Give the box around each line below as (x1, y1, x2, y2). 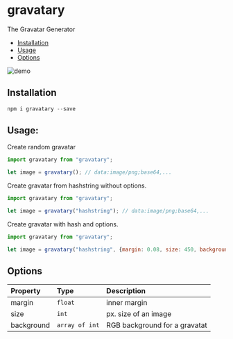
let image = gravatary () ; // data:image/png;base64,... (7, 169, 172, 176)
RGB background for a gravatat (106, 320, 207, 330)
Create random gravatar (7, 143, 76, 151)
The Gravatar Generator (7, 25, 76, 33)
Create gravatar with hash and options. (7, 220, 119, 228)
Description (106, 286, 146, 295)
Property (10, 286, 41, 295)
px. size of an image (106, 308, 172, 318)
